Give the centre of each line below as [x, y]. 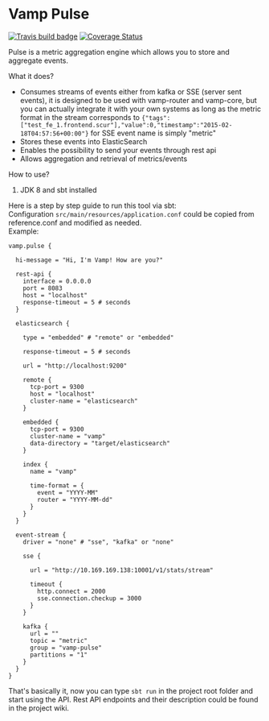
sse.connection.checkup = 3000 [90, 598]
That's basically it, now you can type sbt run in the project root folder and [131, 690]
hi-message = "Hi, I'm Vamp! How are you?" [89, 260]
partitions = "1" [59, 655]
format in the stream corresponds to [80, 117]
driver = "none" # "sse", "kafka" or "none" [98, 542]
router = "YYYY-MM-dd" [75, 499]
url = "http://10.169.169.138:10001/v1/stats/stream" [122, 570]
